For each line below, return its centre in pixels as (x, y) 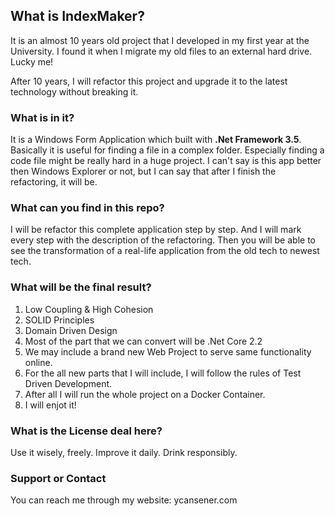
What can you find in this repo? (87, 208)
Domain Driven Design (71, 330)
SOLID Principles (59, 320)
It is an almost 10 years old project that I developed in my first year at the (160, 40)
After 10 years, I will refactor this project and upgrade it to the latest (149, 81)
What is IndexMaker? (77, 16)
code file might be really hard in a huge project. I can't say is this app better (166, 161)
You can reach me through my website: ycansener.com (124, 500)
